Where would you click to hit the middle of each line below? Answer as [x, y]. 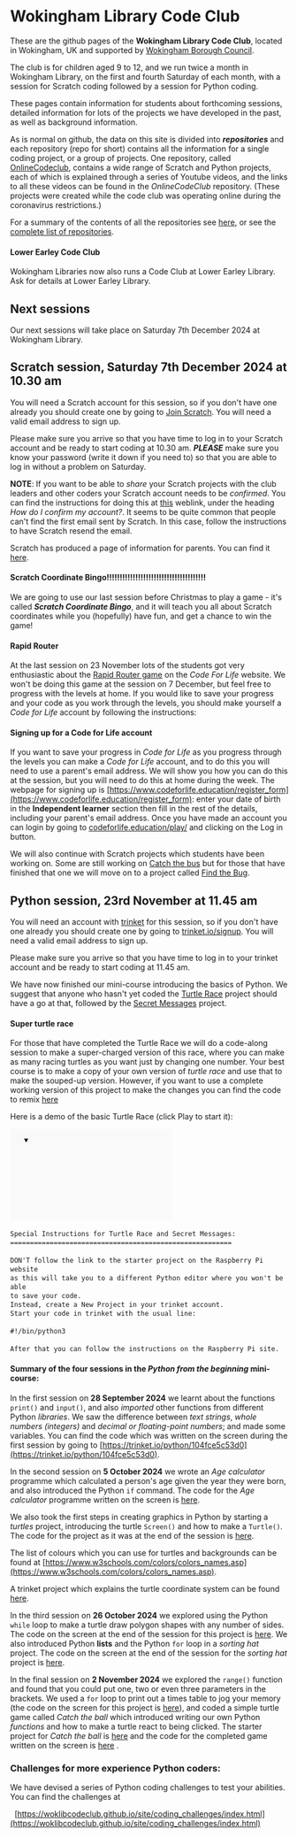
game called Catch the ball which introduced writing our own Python [135, 1717]
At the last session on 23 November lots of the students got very [128, 665]
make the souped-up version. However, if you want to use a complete [137, 1080]
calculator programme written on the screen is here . [105, 1499]
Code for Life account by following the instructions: [103, 712]
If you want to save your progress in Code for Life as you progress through [146, 752]
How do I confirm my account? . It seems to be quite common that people [143, 511]
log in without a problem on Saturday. [78, 466]
